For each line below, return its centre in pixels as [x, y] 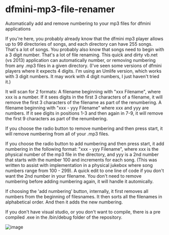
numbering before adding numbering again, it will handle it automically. [79, 181]
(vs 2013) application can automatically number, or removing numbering [80, 60]
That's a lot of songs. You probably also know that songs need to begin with [85, 49]
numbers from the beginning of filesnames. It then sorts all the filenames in [84, 196]
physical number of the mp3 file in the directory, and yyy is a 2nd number [82, 154]
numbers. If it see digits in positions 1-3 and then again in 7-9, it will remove [84, 113]
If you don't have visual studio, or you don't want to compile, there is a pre [83, 212]
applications [18, 28]
